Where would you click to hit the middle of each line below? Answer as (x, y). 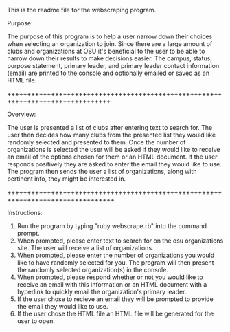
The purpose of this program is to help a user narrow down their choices (110, 36)
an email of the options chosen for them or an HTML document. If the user (112, 157)
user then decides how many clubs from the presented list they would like (112, 135)
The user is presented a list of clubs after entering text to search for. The (110, 128)
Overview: (22, 114)
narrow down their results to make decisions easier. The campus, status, (110, 58)
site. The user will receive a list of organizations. (85, 248)
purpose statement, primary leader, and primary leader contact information (113, 66)
